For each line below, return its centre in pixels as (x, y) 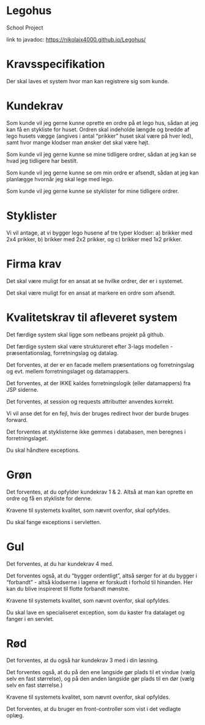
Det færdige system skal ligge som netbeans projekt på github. (86, 334)
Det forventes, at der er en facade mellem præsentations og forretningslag (100, 364)
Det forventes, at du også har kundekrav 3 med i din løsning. (83, 660)
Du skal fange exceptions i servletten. (54, 522)
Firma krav (34, 264)
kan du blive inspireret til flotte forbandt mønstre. (68, 588)
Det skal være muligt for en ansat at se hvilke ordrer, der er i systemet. (95, 281)
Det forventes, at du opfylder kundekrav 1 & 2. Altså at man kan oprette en (100, 492)
